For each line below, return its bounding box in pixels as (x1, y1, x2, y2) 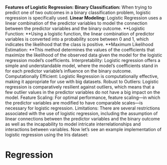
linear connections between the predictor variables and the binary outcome (5, 116, 161, 121)
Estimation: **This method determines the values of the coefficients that (5, 47, 155, 52)
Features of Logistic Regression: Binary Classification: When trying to (5, 4, 152, 10)
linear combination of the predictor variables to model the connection (5, 20, 148, 26)
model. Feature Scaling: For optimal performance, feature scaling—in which (5, 94, 161, 100)
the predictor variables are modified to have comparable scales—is (5, 100, 143, 105)
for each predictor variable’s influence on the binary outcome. (5, 68, 132, 74)
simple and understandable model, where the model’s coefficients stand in (5, 62, 159, 68)
